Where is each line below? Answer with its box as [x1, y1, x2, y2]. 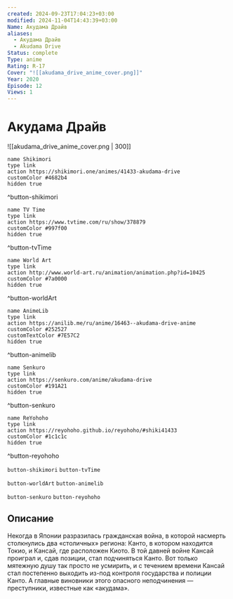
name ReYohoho [7, 415, 49, 422]
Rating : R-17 [7, 63, 46, 70]
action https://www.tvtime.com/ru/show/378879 [7, 219, 146, 226]
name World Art [7, 257, 52, 264]
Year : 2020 [7, 75, 39, 83]
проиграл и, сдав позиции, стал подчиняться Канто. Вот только [7, 553, 198, 562]
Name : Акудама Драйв [7, 23, 68, 30]
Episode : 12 [7, 82, 42, 89]
